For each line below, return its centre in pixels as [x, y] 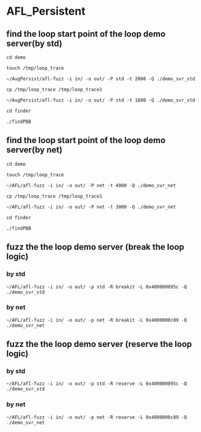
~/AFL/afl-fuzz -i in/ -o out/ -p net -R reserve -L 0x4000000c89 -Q [97, 417]
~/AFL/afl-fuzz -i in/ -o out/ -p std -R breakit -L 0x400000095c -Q [97, 287]
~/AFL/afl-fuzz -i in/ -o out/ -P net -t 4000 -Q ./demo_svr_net [91, 185]
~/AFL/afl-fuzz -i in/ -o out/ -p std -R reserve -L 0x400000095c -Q [97, 384]
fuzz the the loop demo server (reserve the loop [99, 344]
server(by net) [35, 150]
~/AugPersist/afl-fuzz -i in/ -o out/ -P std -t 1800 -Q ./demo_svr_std [101, 100]
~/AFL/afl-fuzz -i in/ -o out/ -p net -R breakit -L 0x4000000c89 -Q [97, 320]
